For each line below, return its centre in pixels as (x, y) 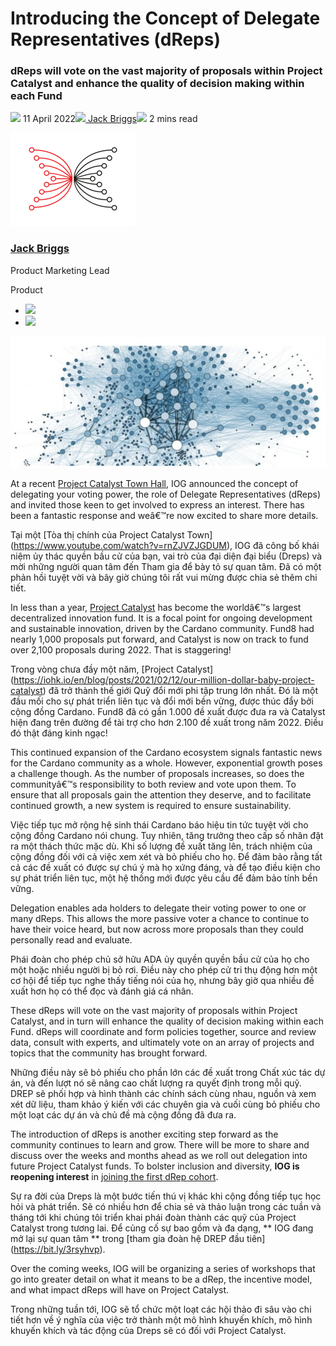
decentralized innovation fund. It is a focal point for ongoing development (161, 618)
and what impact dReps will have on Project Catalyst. (120, 1290)
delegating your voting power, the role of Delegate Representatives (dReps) (166, 494)
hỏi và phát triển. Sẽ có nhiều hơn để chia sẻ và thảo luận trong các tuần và (166, 1207)
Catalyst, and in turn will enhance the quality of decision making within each (167, 1021)
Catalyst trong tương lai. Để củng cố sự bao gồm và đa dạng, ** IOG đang (162, 1228)
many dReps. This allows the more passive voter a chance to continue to (160, 919)
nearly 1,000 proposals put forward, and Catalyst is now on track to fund (159, 639)
